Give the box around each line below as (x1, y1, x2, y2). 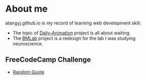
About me (5, 3, 48, 15)
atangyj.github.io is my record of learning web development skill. (5, 20, 141, 26)
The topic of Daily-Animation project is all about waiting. (12, 30, 131, 36)
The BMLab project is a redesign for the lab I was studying (12, 35, 136, 41)
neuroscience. (12, 40, 43, 46)
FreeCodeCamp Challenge (5, 56, 91, 64)
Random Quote (12, 69, 45, 75)
